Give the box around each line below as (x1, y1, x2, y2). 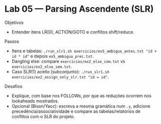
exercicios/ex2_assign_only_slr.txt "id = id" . (11, 74, 109, 80)
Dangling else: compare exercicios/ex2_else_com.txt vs (11, 58, 125, 64)
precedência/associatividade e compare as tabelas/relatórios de (11, 108, 141, 114)
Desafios (4, 83, 22, 89)
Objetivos (4, 20, 24, 25)
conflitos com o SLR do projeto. (11, 113, 75, 119)
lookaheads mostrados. (11, 98, 59, 103)
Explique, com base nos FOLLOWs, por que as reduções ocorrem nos (11, 93, 152, 99)
